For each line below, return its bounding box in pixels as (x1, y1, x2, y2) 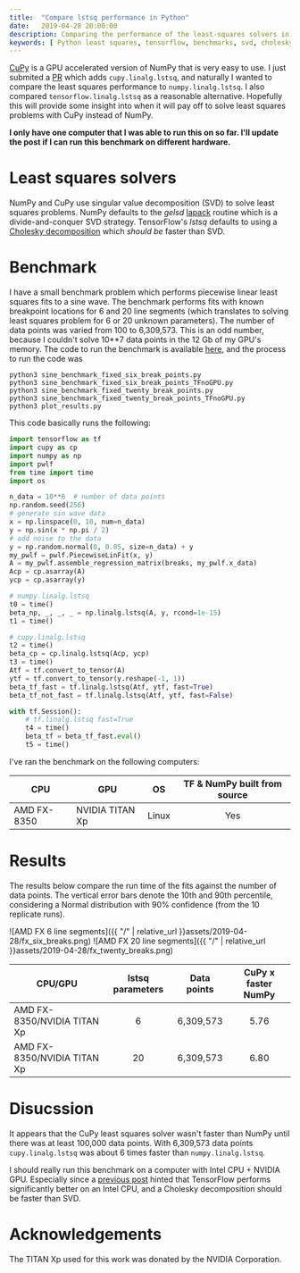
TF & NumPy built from (182, 777, 283, 790)
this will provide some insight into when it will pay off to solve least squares (9, 100, 286, 112)
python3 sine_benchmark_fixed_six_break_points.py (9, 371, 202, 380)
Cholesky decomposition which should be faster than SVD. (9, 226, 226, 237)
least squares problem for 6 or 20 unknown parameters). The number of (9, 315, 275, 326)
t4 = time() (25, 724, 70, 733)
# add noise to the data (9, 533, 102, 543)
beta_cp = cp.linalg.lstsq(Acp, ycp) (9, 649, 150, 658)
